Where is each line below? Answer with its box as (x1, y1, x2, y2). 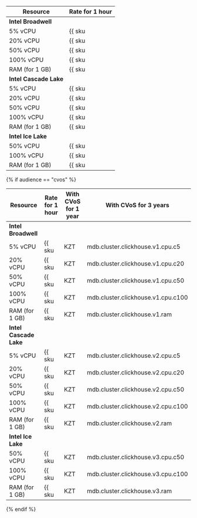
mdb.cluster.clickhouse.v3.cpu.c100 (87, 470, 188, 478)
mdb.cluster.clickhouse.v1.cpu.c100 (87, 294, 188, 301)
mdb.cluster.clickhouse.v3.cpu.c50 (87, 453, 185, 461)
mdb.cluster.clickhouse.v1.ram (87, 310, 172, 318)
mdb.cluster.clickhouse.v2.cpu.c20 (87, 368, 185, 376)
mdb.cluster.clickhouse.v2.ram (87, 419, 172, 427)
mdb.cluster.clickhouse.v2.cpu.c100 (87, 403, 188, 410)
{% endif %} (6, 506, 36, 513)
